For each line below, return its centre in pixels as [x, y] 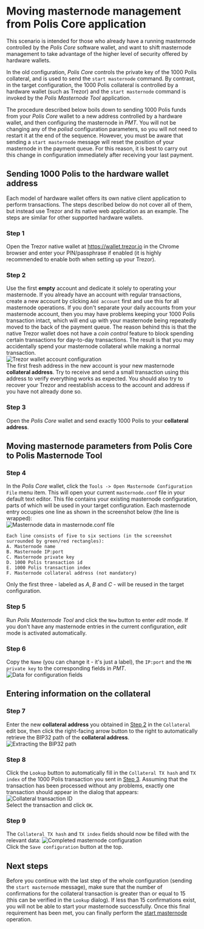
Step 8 [16, 759]
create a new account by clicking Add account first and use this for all [93, 301]
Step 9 [16, 820]
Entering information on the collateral [78, 694]
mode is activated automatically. [46, 632]
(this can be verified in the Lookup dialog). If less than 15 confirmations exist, [101, 900]
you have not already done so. [44, 392]
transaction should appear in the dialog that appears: [73, 792]
